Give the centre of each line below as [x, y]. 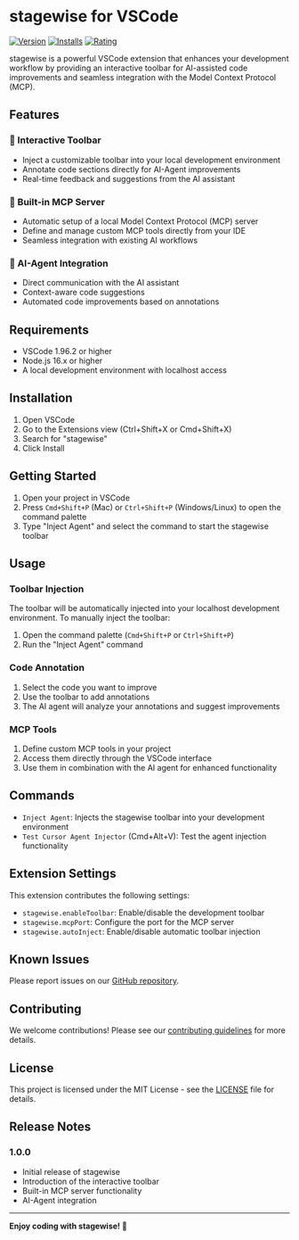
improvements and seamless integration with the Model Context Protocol [143, 77]
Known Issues [49, 959]
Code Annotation [47, 668]
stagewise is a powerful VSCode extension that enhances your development [149, 58]
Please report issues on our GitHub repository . [94, 981]
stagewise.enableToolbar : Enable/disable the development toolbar [143, 913]
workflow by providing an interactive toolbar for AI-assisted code [129, 68]
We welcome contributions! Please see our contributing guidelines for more [148, 1030]
